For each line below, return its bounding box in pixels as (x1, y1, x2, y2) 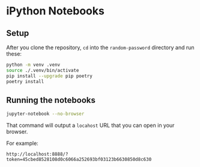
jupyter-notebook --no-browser (6, 111, 85, 117)
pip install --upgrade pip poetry (6, 73, 93, 79)
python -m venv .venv (6, 62, 61, 68)
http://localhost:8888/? (6, 151, 68, 157)
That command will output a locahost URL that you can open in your (6, 122, 175, 129)
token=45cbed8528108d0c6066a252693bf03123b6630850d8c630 (6, 157, 152, 163)
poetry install (6, 78, 44, 84)
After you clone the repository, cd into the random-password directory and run (6, 44, 195, 51)
